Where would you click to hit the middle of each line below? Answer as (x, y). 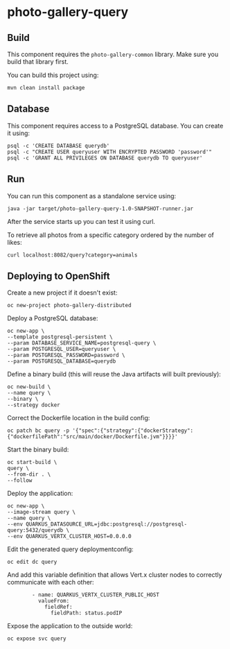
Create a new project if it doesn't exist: (62, 293)
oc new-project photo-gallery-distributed (69, 306)
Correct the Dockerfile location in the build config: (79, 418)
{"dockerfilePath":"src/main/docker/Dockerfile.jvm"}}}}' (92, 437)
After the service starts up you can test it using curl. (81, 221)
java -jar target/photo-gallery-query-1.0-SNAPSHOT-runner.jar (100, 209)
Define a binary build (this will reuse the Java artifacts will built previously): (114, 374)
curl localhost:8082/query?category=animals (72, 255)
